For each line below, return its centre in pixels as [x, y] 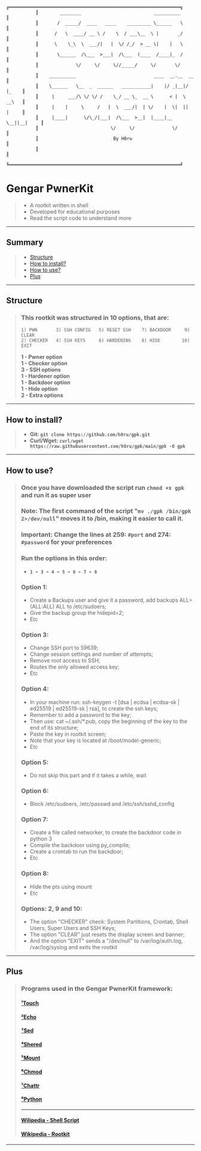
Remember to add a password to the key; [80, 714]
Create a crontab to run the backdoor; [77, 851]
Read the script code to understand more [80, 218]
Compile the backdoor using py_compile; [80, 845]
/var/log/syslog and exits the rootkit [74, 947]
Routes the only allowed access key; [74, 667]
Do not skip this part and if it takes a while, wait [88, 775]
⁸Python [31, 1099]
